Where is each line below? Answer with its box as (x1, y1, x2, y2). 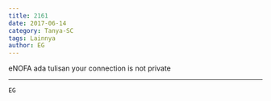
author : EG (8, 42, 45, 50)
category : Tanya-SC (8, 26, 74, 34)
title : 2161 (8, 11, 48, 20)
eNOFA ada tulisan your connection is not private (8, 63, 172, 73)
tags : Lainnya (8, 34, 56, 42)
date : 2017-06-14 (8, 19, 67, 27)
